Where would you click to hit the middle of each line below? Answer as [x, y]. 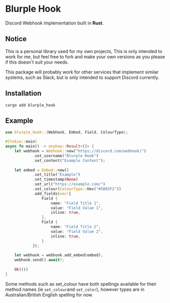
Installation [23, 93]
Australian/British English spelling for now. [49, 295]
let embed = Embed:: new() [42, 170]
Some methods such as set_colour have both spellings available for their [81, 284]
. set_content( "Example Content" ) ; [69, 160]
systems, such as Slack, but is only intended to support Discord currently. [82, 77]
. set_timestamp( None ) [55, 180]
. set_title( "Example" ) [56, 175]
